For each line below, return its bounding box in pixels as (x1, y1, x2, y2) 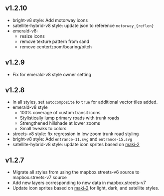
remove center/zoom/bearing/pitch (19, 43, 92, 49)
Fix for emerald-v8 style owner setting (12, 71, 91, 77)
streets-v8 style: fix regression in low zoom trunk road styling (12, 131, 139, 137)
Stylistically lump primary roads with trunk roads (19, 115, 120, 121)
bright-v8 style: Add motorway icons (12, 17, 88, 23)
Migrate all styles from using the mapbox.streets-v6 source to (12, 169, 140, 175)
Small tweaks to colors (19, 126, 67, 132)
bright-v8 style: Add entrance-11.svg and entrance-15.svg (12, 136, 133, 142)
